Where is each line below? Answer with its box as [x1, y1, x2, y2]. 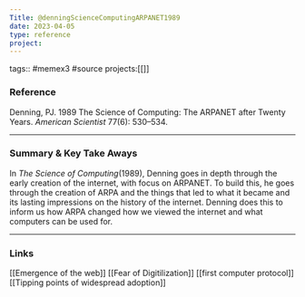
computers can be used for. [9, 216, 113, 226]
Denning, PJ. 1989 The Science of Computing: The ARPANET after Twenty [9, 106, 286, 118]
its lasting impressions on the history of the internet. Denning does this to [9, 196, 283, 207]
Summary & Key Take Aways [9, 147, 138, 159]
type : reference [9, 30, 71, 39]
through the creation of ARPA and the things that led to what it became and [9, 187, 290, 197]
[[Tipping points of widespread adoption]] [9, 277, 166, 288]
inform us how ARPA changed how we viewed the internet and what [9, 206, 263, 217]
